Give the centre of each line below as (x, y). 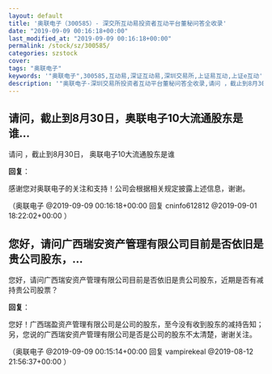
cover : (19, 61)
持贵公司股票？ (33, 290)
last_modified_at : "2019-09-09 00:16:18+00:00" (90, 38)
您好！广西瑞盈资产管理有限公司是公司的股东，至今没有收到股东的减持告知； (136, 325)
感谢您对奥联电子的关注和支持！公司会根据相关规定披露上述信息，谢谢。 (129, 189)
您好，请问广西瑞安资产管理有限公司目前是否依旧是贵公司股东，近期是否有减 (136, 280)
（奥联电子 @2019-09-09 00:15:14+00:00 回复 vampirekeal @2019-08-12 (131, 351)
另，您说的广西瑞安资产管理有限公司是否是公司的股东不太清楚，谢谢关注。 (132, 334)
